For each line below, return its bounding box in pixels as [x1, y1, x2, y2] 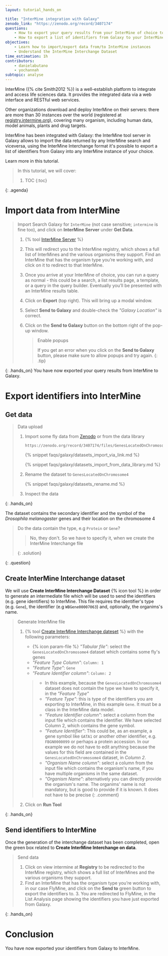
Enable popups [37, 337, 68, 343]
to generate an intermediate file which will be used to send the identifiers [5, 593, 156, 599]
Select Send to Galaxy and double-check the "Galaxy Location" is [24, 307, 162, 313]
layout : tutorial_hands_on [5, 7, 61, 13]
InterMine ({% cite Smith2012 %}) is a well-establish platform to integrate [5, 86, 156, 92]
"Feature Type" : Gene [32, 664, 75, 670]
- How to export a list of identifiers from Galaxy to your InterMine [14, 35, 164, 40]
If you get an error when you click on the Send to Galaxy [37, 347, 154, 353]
